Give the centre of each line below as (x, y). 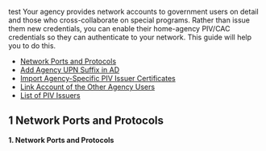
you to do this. (32, 46)
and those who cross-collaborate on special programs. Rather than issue (129, 20)
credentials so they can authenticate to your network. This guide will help (130, 37)
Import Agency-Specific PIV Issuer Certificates (98, 78)
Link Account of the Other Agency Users (87, 87)
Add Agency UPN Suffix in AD (70, 70)
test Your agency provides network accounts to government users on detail (134, 12)
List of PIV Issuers (50, 95)
